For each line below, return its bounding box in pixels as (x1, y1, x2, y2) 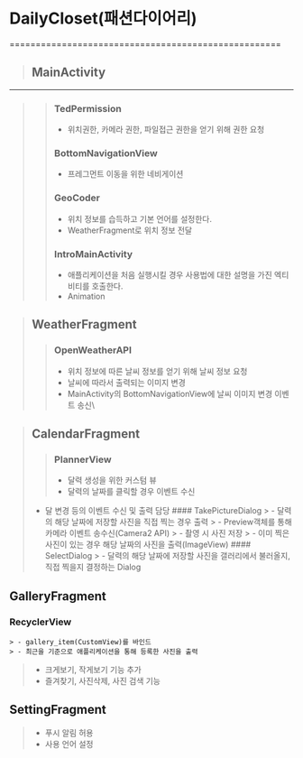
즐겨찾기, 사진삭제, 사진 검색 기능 (44, 676, 161, 686)
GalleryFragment (9, 588, 106, 604)
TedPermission (53, 102, 122, 115)
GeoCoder (53, 191, 101, 204)
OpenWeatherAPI (53, 344, 133, 356)
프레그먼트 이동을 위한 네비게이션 (67, 169, 184, 180)
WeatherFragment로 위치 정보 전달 (67, 225, 192, 236)
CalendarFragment (31, 426, 141, 442)
